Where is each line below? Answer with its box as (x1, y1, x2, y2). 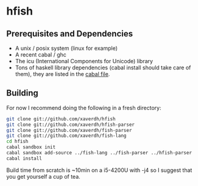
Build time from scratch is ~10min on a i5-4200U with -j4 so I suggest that (6, 166, 193, 174)
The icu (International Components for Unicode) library (15, 58, 154, 64)
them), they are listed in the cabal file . (15, 71, 110, 77)
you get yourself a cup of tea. (6, 173, 80, 180)
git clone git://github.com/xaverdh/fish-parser (6, 127, 132, 133)
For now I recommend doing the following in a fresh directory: (6, 104, 161, 111)
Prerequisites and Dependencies (6, 29, 133, 39)
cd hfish (6, 139, 29, 145)
